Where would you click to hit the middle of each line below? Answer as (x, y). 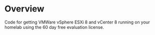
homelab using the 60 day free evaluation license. (54, 27)
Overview (24, 9)
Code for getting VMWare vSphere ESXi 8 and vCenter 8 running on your (77, 22)
